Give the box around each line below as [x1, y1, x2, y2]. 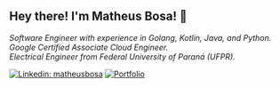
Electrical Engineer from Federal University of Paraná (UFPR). [9, 51, 236, 62]
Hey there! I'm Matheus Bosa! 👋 [9, 9, 188, 24]
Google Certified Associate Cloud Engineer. [9, 42, 169, 52]
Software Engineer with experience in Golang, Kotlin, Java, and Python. [9, 32, 272, 43]
